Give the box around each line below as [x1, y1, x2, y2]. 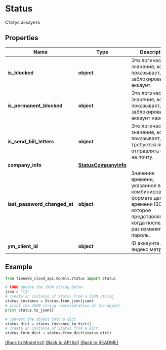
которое [131, 207, 152, 214]
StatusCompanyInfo [78, 162, 127, 169]
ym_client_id [7, 242, 38, 249]
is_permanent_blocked [7, 102, 63, 109]
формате [131, 194, 153, 201]
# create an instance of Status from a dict [5, 326, 98, 331]
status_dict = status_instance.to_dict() [5, 321, 92, 326]
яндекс [131, 246, 149, 253]
